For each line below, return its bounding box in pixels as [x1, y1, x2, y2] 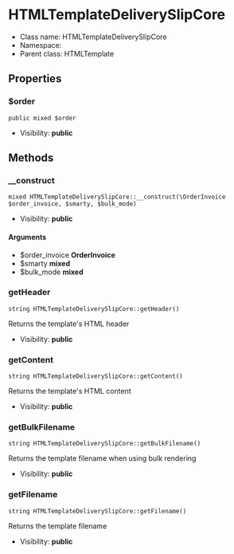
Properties [8, 72, 62, 85]
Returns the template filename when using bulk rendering [8, 454, 197, 463]
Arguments [8, 232, 47, 242]
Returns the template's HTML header [8, 319, 130, 328]
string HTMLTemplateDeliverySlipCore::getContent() [8, 372, 183, 380]
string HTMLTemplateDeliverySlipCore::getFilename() [8, 507, 187, 515]
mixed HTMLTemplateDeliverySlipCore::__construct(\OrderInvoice [8, 193, 226, 201]
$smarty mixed [19, 258, 71, 268]
